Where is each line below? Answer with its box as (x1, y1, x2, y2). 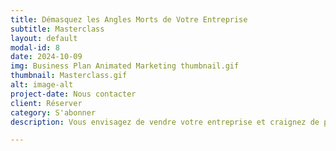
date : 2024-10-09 (10, 52, 83, 62)
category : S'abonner (10, 107, 97, 118)
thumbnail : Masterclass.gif (10, 71, 128, 81)
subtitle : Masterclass (10, 24, 105, 34)
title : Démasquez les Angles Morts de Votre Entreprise (10, 14, 248, 25)
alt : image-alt (10, 80, 74, 90)
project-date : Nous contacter (10, 89, 137, 99)
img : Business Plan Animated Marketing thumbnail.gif (10, 61, 240, 71)
